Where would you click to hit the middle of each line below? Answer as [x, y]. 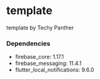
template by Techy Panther [40, 28]
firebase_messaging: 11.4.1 [48, 63]
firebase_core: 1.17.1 [39, 57]
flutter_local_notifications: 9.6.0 [55, 70]
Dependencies [28, 43]
